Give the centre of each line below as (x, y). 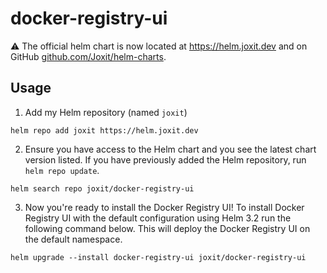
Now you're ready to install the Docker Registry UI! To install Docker (164, 207)
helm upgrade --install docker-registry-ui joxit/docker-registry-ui (158, 257)
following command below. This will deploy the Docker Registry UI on (167, 228)
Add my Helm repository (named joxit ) (106, 112)
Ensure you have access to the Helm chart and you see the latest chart (170, 149)
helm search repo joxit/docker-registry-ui (102, 188)
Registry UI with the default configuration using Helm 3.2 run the (158, 218)
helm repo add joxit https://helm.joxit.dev (104, 130)
